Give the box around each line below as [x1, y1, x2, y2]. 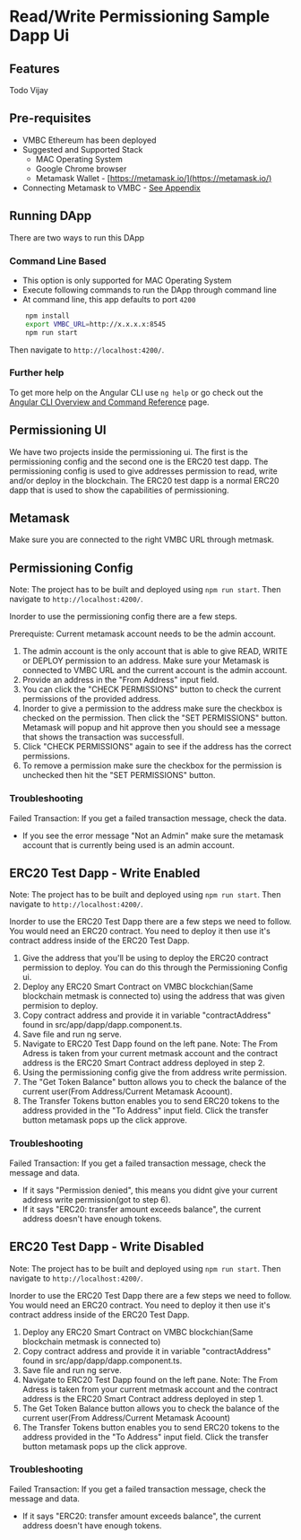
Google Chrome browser [35, 163, 127, 174]
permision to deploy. [21, 1001, 99, 1011]
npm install [25, 311, 70, 320]
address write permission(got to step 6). [21, 1194, 171, 1204]
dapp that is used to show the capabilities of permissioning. [9, 485, 230, 495]
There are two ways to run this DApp [9, 232, 145, 243]
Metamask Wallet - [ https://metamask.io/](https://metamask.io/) [35, 172, 272, 183]
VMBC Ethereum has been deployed [21, 135, 157, 145]
